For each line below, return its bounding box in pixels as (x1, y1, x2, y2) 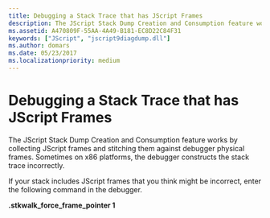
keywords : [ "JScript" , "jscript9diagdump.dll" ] (8, 34, 171, 43)
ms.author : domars (8, 42, 70, 50)
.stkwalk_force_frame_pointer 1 (8, 200, 116, 210)
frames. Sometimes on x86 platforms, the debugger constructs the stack (8, 152, 250, 162)
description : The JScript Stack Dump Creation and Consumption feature (8, 19, 253, 27)
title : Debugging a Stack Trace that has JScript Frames (8, 11, 203, 20)
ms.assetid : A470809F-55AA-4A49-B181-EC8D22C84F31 (8, 27, 182, 35)
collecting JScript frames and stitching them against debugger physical (8, 143, 245, 153)
